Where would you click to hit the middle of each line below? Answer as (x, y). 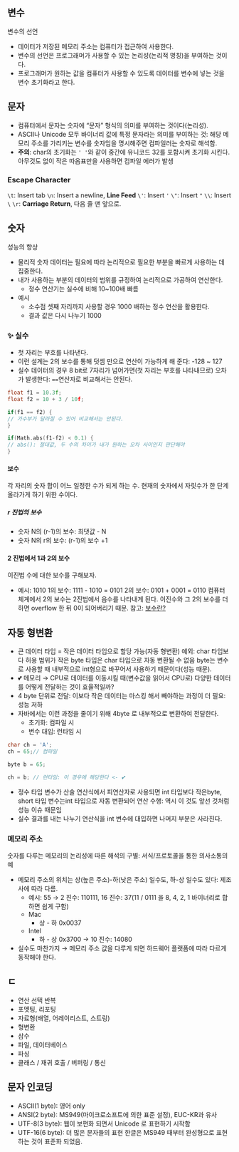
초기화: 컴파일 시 (51, 722)
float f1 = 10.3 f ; (34, 393)
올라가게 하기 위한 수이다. (43, 494)
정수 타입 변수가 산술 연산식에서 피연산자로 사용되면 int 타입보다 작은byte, (120, 792)
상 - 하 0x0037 (60, 923)
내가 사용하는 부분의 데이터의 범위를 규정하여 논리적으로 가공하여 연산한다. (120, 279)
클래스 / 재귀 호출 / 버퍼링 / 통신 (62, 1062)
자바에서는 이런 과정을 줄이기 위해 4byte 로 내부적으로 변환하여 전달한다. (118, 714)
